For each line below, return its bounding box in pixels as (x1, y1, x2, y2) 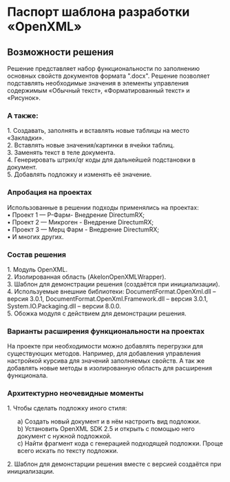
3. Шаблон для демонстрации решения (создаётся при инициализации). (7, 280, 220, 288)
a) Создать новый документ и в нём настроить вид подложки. (17, 417, 201, 426)
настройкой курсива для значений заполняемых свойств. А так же (7, 357, 205, 365)
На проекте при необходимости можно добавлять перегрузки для (7, 342, 203, 350)
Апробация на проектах (7, 187, 92, 197)
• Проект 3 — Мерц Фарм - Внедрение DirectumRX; (7, 225, 160, 233)
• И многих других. (7, 232, 64, 241)
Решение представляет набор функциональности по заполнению (7, 65, 200, 72)
